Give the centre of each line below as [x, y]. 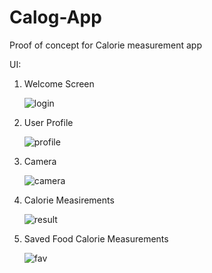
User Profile [48, 122]
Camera [40, 161]
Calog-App [55, 17]
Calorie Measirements [69, 200]
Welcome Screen [59, 83]
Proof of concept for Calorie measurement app [105, 45]
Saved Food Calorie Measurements [96, 238]
